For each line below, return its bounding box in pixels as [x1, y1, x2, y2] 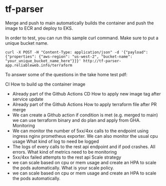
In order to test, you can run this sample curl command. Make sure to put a [5, 35, 159, 41]
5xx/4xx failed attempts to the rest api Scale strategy [12, 154, 121, 160]
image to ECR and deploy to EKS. [5, 25, 73, 31]
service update [12, 96, 44, 102]
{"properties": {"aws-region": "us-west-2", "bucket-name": [5, 54, 133, 59]
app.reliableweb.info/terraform [5, 63, 72, 68]
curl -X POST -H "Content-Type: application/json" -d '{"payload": [5, 50, 149, 55]
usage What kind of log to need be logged [12, 138, 99, 144]
